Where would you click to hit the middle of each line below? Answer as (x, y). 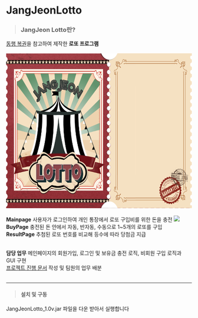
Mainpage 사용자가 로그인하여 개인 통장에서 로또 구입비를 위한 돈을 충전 (89, 219)
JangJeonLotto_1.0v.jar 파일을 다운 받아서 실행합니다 (68, 309)
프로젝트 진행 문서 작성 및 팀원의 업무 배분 (54, 268)
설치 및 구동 (34, 294)
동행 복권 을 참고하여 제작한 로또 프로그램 (52, 44)
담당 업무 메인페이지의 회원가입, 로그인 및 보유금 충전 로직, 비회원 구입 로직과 (94, 253)
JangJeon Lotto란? (48, 30)
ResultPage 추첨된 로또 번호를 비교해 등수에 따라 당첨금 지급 (76, 234)
